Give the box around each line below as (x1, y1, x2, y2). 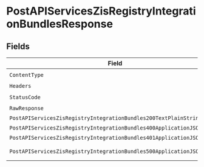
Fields (6, 41, 30, 51)
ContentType (9, 71, 44, 78)
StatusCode (9, 94, 41, 100)
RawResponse (9, 105, 44, 111)
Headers (9, 83, 32, 89)
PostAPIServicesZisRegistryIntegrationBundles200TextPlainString (9, 115, 202, 122)
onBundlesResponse (6, 17, 114, 31)
